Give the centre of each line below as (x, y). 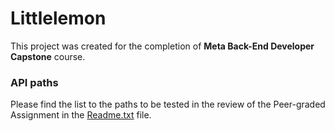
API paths (34, 82)
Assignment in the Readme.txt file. (81, 115)
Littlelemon (58, 18)
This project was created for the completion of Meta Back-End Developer (162, 46)
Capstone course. (48, 56)
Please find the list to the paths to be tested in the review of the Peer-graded (168, 104)
